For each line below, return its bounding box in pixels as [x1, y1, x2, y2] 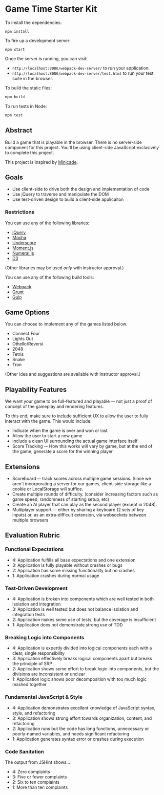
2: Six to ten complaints [12, 779, 60, 785]
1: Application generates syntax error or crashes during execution [12, 736, 144, 742]
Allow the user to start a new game [12, 433, 82, 439]
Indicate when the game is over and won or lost [12, 428, 108, 433]
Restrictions [5, 209, 35, 215]
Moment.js [12, 245, 34, 251]
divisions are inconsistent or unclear [12, 671, 85, 677]
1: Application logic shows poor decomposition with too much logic [12, 676, 147, 682]
